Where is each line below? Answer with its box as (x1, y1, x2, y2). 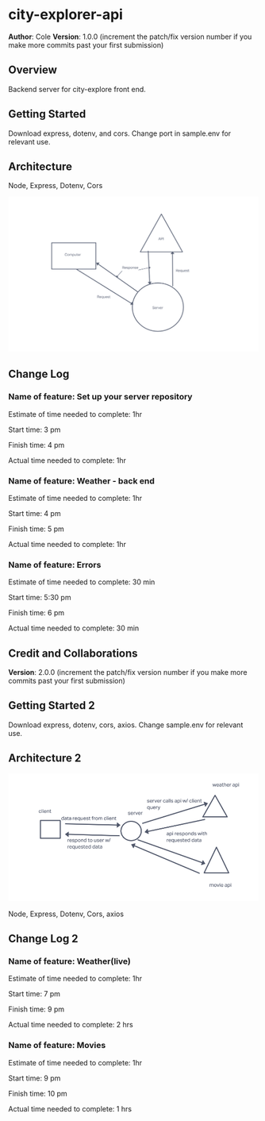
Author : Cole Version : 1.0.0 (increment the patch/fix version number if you (8, 32, 252, 41)
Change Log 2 (8, 931, 79, 946)
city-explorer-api (8, 6, 123, 24)
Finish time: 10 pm (8, 1088, 67, 1098)
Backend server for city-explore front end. (8, 84, 147, 94)
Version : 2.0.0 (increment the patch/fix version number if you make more (8, 668, 248, 676)
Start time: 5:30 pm (8, 593, 71, 603)
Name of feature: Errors (8, 559, 102, 570)
